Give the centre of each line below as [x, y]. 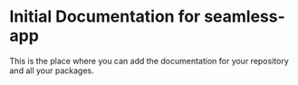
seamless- [244, 17]
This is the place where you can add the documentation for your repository [149, 61]
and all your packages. [52, 71]
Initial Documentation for [105, 17]
